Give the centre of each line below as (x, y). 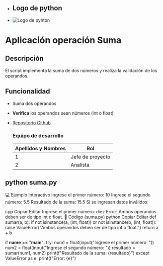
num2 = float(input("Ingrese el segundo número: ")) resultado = (70, 248)
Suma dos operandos (34, 103)
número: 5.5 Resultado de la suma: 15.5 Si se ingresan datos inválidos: (77, 202)
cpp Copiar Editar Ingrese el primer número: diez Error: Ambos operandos (81, 211)
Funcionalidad (28, 91)
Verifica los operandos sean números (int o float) (63, 113)
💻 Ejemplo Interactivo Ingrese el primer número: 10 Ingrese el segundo (78, 195)
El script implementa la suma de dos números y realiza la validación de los (81, 70)
